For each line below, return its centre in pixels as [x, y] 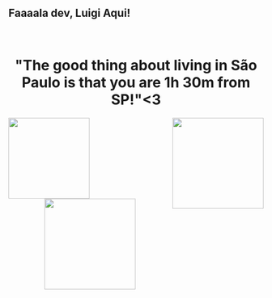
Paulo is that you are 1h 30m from [136, 82]
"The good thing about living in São [136, 65]
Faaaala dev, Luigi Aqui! [70, 13]
